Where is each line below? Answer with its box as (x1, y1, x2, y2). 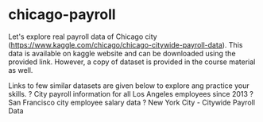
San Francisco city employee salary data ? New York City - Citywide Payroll (8, 97, 256, 107)
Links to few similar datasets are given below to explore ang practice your (8, 81, 249, 90)
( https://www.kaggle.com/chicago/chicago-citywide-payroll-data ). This (8, 40, 243, 49)
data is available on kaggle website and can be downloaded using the (8, 48, 236, 58)
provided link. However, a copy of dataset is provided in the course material (8, 57, 256, 67)
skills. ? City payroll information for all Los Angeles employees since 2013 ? (8, 89, 254, 98)
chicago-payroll (8, 6, 117, 24)
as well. (8, 65, 33, 74)
